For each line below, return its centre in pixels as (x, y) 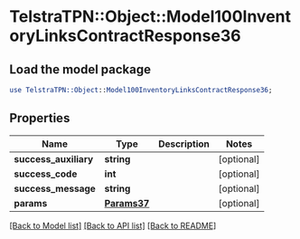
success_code (46, 174)
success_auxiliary (54, 158)
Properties (40, 118)
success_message (55, 188)
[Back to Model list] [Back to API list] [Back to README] (113, 225)
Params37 (127, 203)
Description (184, 144)
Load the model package (80, 69)
